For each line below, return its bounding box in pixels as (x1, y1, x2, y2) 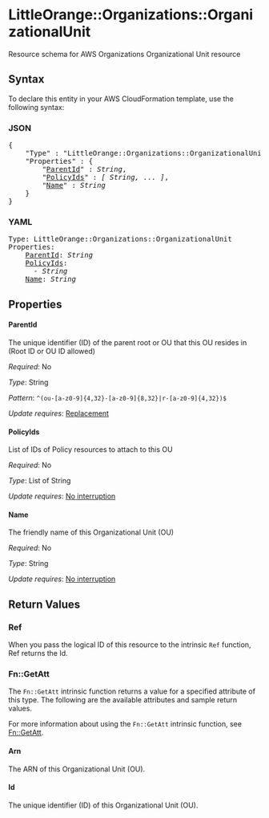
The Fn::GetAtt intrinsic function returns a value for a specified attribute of (8, 686, 256, 696)
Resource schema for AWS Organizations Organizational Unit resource (8, 49, 241, 59)
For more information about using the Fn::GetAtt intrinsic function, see (8, 719, 243, 729)
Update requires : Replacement (8, 408, 110, 418)
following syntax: (8, 102, 65, 112)
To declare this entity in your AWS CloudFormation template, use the (8, 94, 234, 104)
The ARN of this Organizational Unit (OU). (8, 764, 146, 774)
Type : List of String (8, 476, 71, 486)
